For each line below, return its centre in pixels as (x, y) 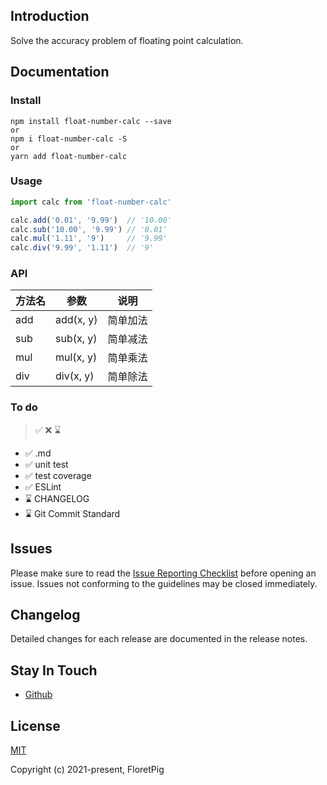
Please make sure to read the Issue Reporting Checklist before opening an (163, 573)
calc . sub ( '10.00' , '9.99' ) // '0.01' (89, 229)
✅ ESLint (43, 486)
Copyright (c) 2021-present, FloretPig (87, 770)
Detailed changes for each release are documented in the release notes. (159, 639)
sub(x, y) (76, 339)
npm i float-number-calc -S (69, 139)
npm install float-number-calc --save (91, 121)
